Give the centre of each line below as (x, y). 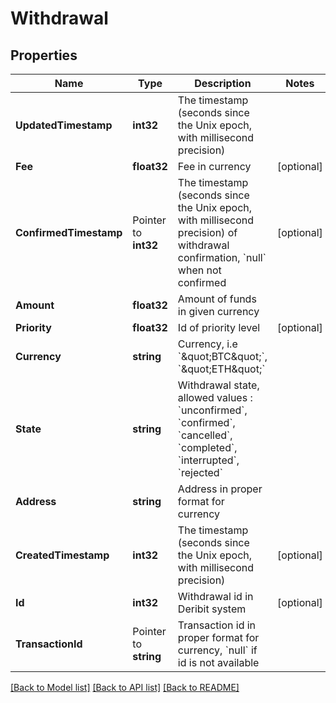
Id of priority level (219, 327)
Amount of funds (217, 299)
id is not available (218, 662)
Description (223, 83)
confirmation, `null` (222, 257)
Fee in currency (214, 166)
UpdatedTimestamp (64, 125)
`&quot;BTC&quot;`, (222, 356)
